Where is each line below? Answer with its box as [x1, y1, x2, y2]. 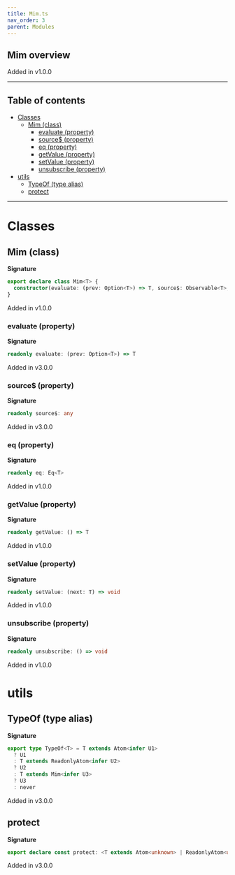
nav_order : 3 [7, 17, 45, 24]
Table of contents [7, 94, 85, 106]
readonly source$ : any [7, 410, 73, 417]
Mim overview [7, 49, 71, 61]
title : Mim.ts [7, 10, 49, 17]
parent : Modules [7, 23, 55, 30]
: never [13, 783, 36, 790]
